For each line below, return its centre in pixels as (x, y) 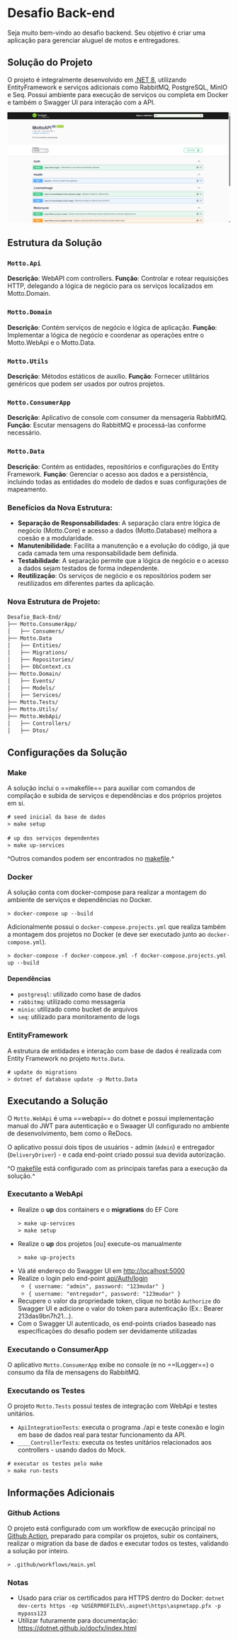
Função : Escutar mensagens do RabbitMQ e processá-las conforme (107, 425)
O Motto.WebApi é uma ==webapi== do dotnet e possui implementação (111, 1118)
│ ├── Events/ (31, 681)
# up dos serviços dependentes (53, 838)
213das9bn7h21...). (45, 1316)
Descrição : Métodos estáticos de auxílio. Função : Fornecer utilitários (108, 377)
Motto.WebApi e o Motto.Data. (51, 343)
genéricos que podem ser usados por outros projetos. (86, 384)
